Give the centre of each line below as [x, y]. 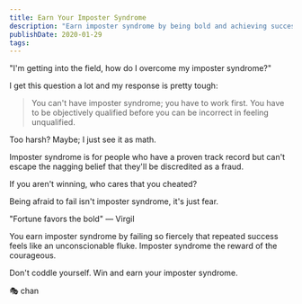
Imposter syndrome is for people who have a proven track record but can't [147, 157]
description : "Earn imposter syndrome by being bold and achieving [138, 26]
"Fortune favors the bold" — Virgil [72, 219]
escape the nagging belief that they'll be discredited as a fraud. [127, 166]
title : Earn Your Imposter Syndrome [78, 18]
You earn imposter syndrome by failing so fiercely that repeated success [144, 237]
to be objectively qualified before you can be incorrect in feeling [150, 112]
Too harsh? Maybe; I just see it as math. [83, 139]
